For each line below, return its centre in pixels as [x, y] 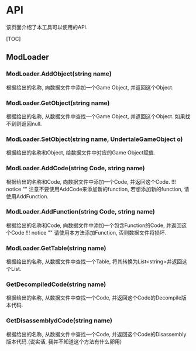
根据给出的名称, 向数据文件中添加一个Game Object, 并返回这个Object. [90, 87]
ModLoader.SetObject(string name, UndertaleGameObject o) [94, 139]
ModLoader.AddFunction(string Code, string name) [80, 212]
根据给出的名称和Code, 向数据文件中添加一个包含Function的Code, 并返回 [94, 225]
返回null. [32, 123]
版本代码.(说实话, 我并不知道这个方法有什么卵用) [64, 341]
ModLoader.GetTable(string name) [56, 248]
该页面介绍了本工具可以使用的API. [47, 27]
